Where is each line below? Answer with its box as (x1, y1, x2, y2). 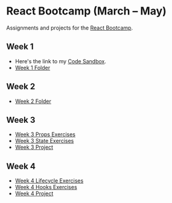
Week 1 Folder (14, 64, 50, 71)
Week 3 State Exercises (14, 137, 74, 145)
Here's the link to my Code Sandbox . (14, 57, 107, 64)
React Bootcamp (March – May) (6, 4, 167, 18)
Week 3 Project (14, 143, 53, 151)
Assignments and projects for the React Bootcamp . (6, 24, 133, 31)
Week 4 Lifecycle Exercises (14, 177, 84, 184)
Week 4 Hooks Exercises (14, 184, 77, 191)
